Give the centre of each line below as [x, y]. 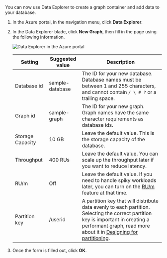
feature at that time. [105, 193]
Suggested [63, 59]
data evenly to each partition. [116, 207]
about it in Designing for [110, 232]
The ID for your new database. [117, 73]
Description [121, 62]
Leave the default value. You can [120, 154]
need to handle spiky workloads [119, 180]
